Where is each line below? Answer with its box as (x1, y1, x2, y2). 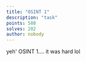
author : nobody (6, 31, 45, 37)
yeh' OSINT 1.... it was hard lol (6, 48, 81, 55)
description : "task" (6, 14, 58, 21)
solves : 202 (6, 25, 36, 32)
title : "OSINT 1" (6, 8, 50, 15)
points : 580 (6, 20, 36, 26)
